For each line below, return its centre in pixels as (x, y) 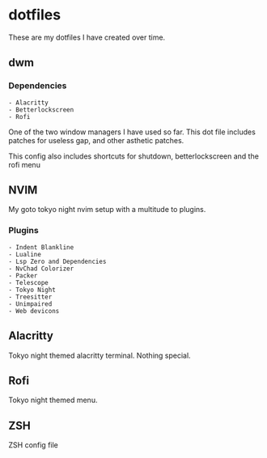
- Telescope (28, 282)
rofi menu (24, 164)
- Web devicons (34, 311)
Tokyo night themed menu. (53, 400)
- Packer (23, 276)
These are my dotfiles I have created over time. (87, 37)
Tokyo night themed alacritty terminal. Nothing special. (100, 355)
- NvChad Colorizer (41, 269)
